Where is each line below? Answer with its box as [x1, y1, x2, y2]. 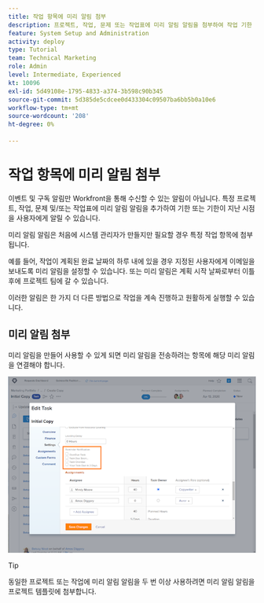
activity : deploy [8, 38, 65, 46]
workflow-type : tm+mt [8, 104, 79, 112]
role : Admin [8, 63, 47, 71]
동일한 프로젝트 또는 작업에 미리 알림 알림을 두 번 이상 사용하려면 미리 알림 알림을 [8, 576, 255, 586]
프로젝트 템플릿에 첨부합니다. [8, 586, 97, 596]
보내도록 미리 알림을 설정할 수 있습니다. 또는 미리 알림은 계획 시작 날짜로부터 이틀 [8, 266, 255, 275]
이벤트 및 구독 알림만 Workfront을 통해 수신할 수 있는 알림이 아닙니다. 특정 [8, 193, 236, 203]
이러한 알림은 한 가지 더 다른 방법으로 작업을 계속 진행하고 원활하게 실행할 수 [8, 292, 241, 302]
